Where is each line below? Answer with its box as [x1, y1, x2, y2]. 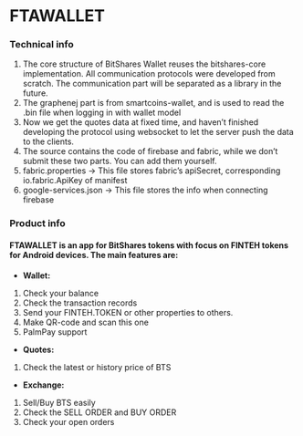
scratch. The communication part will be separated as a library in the [22, 78, 282, 89]
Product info [9, 217, 66, 230]
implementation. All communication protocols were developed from [22, 68, 276, 79]
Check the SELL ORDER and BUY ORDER [22, 407, 177, 418]
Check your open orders [22, 416, 115, 427]
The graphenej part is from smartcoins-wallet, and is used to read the [22, 98, 285, 109]
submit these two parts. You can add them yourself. [22, 156, 217, 167]
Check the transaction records [22, 297, 138, 308]
